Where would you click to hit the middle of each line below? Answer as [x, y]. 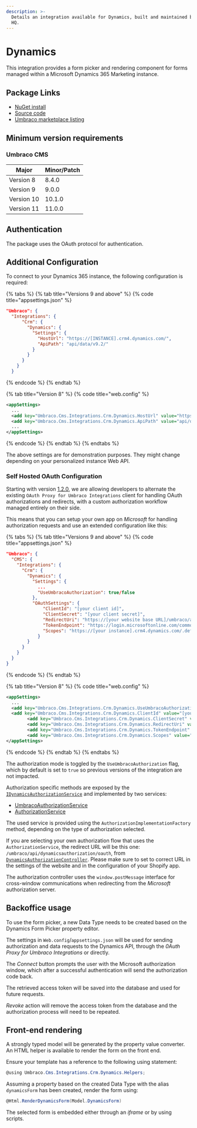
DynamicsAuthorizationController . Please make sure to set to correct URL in [98, 859]
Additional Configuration [52, 262]
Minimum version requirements [65, 138]
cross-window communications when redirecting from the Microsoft [89, 883]
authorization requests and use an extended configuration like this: [87, 525]
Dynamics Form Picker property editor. [53, 928]
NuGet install [30, 107]
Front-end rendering [44, 1030]
